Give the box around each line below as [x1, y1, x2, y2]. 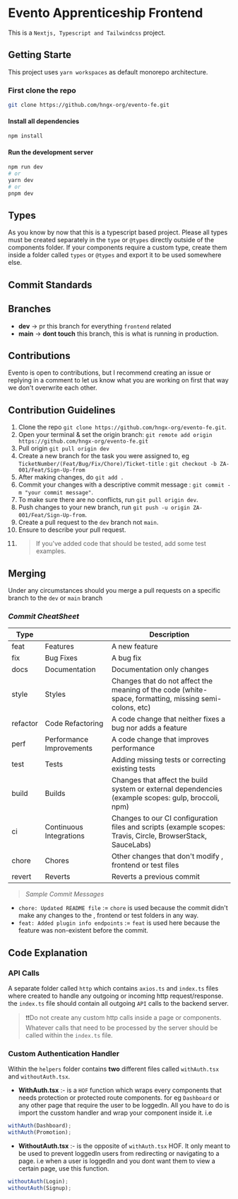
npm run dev [8, 164, 43, 171]
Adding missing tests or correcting [111, 755, 226, 765]
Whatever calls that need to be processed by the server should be [25, 1023, 218, 1032]
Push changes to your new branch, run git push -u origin [18, 503, 190, 511]
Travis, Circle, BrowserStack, [111, 831, 207, 841]
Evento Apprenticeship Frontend [8, 5, 203, 21]
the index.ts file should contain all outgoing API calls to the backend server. [8, 999, 229, 1008]
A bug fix [111, 653, 142, 663]
